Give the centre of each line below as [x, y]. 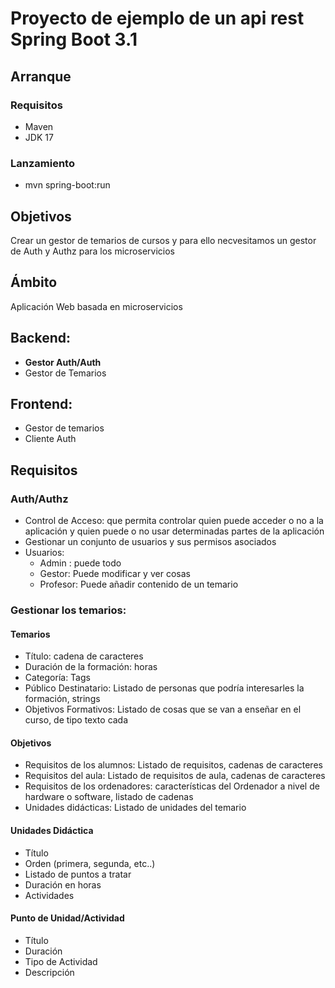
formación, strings [62, 699]
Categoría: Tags [57, 678]
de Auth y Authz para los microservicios [92, 251]
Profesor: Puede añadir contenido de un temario [139, 584]
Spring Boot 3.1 [74, 39]
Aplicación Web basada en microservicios [96, 306]
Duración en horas [63, 884]
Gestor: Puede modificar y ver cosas [115, 574]
